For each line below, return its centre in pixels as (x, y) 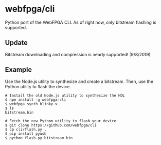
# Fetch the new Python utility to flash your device (61, 121)
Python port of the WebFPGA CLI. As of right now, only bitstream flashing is (81, 22)
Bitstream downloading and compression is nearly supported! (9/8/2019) (78, 54)
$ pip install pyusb (26, 134)
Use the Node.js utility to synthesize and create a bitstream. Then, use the (79, 81)
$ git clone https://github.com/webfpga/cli (51, 125)
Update (17, 43)
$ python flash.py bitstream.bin (39, 138)
